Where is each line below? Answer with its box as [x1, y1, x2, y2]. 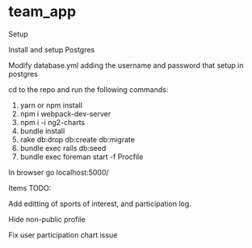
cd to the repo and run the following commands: [8, 84, 169, 95]
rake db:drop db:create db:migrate [19, 134, 136, 144]
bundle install [19, 126, 65, 136]
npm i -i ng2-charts [19, 117, 86, 127]
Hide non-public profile [8, 214, 86, 224]
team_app [8, 2, 77, 21]
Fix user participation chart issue [8, 229, 118, 240]
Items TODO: [8, 183, 52, 192]
